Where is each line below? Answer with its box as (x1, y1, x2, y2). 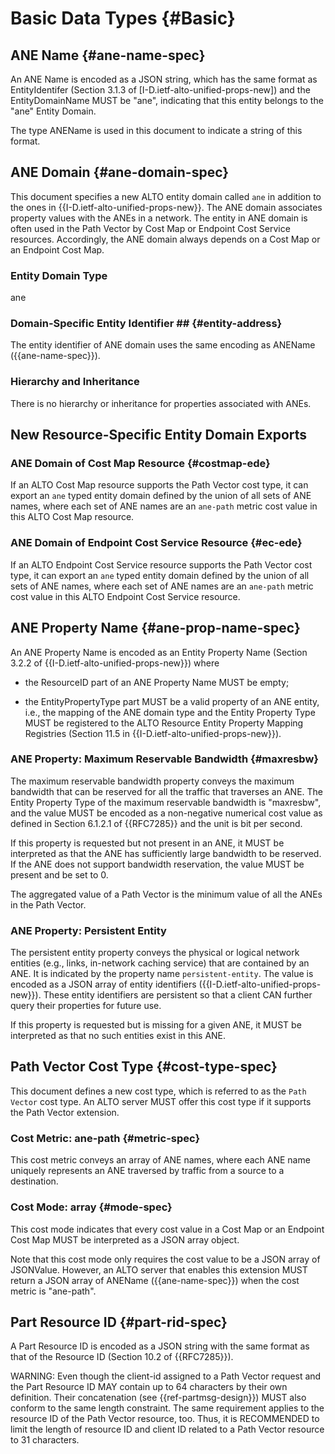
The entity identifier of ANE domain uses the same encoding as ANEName (10, 339, 316, 351)
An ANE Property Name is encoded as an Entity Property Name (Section (10, 646, 308, 658)
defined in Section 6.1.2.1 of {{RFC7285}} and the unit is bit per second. (10, 817, 303, 829)
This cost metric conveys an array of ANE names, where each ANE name (10, 1154, 311, 1166)
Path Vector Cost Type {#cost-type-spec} (10, 1058, 278, 1076)
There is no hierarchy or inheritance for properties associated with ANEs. (10, 397, 312, 409)
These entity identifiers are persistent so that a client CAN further (43, 989, 313, 1001)
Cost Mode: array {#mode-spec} (10, 1200, 173, 1214)
